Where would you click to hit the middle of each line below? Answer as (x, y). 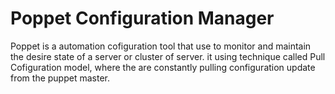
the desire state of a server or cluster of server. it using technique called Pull (168, 56)
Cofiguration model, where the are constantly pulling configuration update (163, 67)
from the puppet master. (60, 78)
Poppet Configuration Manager (142, 18)
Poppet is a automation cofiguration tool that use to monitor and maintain (161, 46)
